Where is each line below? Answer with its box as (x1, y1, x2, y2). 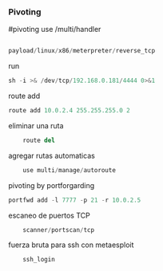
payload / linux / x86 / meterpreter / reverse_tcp (8, 47, 156, 55)
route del (22, 136, 56, 144)
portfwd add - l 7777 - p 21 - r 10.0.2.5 (8, 196, 141, 204)
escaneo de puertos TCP (8, 210, 90, 220)
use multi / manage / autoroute (22, 166, 116, 174)
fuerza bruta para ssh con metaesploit (8, 240, 134, 249)
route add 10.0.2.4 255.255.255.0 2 (8, 107, 130, 115)
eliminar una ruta (8, 120, 64, 130)
